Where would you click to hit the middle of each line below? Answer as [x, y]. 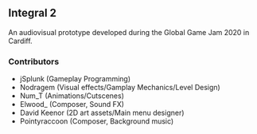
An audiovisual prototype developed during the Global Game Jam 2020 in [129, 32]
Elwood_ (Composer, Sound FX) [72, 104]
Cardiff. [21, 41]
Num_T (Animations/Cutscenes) [72, 96]
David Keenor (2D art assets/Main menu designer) [102, 113]
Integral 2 [33, 13]
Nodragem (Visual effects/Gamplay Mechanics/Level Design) [120, 88]
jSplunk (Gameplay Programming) [75, 79]
